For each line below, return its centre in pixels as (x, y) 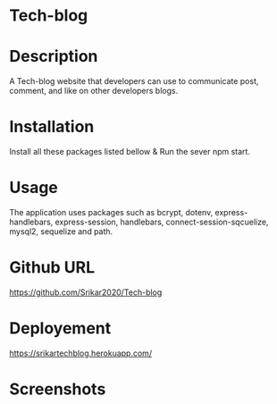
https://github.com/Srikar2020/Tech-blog (86, 292)
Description (54, 57)
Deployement (60, 328)
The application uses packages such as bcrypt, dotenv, (111, 212)
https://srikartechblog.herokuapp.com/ (81, 353)
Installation (52, 127)
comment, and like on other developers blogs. (94, 91)
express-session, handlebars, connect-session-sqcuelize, (162, 222)
